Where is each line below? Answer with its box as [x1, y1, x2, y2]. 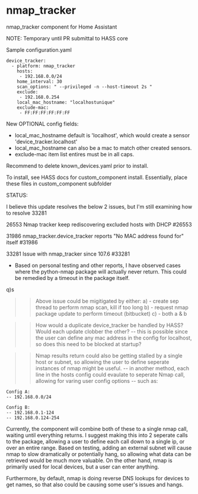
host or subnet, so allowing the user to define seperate [35, 358, 170, 366]
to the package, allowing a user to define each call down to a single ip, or [6, 438, 185, 445]
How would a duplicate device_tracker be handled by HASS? [35, 322, 184, 329]
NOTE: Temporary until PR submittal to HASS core [6, 34, 129, 42]
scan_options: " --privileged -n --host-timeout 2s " [17, 84, 152, 90]
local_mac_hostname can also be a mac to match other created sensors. [14, 144, 192, 152]
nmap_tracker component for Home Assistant [6, 23, 117, 30]
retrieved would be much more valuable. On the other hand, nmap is [6, 457, 173, 464]
